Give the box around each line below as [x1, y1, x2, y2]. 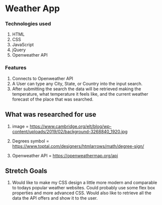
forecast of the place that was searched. [12, 96, 93, 102]
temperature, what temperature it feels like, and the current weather [12, 91, 148, 97]
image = [12, 123, 29, 129]
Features [5, 64, 27, 71]
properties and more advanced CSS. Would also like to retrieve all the [12, 190, 152, 196]
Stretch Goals [5, 166, 48, 175]
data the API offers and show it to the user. [12, 195, 98, 201]
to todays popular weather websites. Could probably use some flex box [12, 185, 155, 191]
